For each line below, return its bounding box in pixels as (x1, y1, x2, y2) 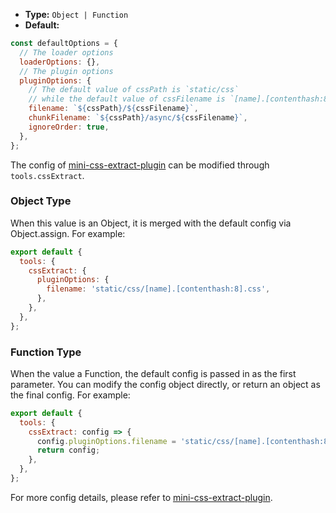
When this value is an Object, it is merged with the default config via (10, 217, 292, 229)
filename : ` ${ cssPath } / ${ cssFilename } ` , (28, 104, 199, 114)
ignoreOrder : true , (28, 122, 110, 132)
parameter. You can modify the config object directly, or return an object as (10, 378, 321, 390)
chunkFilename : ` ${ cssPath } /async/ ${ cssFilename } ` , (28, 113, 248, 123)
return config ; (36, 445, 101, 456)
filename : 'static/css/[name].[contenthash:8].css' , (46, 284, 271, 294)
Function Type (10, 345, 82, 359)
